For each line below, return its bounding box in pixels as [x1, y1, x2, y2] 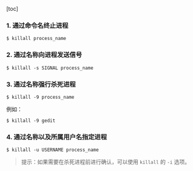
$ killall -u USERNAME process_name [6, 147, 99, 153]
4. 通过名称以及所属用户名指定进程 [6, 133, 107, 141]
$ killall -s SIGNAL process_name [6, 65, 94, 71]
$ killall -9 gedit [6, 118, 56, 124]
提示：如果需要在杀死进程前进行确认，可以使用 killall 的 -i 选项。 [21, 158, 190, 166]
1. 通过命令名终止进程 [6, 21, 69, 30]
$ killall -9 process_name [6, 94, 75, 100]
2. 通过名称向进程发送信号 [6, 51, 83, 59]
